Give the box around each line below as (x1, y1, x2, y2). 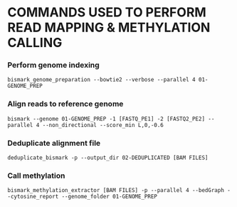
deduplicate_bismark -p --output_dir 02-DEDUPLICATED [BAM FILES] (7, 154, 209, 161)
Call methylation (7, 171, 65, 181)
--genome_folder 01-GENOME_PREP (61, 193, 158, 201)
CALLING (7, 35, 63, 51)
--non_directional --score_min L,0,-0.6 (42, 121, 164, 128)
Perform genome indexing (7, 60, 100, 70)
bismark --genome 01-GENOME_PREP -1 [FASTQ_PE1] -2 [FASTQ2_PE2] (7, 115, 205, 122)
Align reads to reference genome (7, 99, 124, 109)
